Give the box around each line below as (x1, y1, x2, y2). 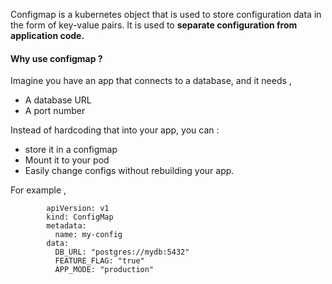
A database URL (24, 94, 92, 106)
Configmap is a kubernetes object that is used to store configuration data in (10, 9, 322, 20)
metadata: (46, 221, 87, 231)
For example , (10, 184, 67, 196)
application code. (10, 30, 85, 41)
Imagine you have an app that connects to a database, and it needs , (10, 75, 292, 87)
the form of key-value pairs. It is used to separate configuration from (10, 19, 298, 31)
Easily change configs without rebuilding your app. (24, 165, 235, 177)
